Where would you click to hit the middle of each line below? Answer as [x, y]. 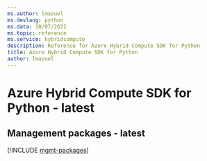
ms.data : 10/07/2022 [37, 26]
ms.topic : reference [37, 33]
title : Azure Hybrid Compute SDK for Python [73, 53]
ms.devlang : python [35, 20]
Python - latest [51, 108]
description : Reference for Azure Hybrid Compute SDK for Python [104, 46]
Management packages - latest [76, 134]
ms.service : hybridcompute [46, 40]
